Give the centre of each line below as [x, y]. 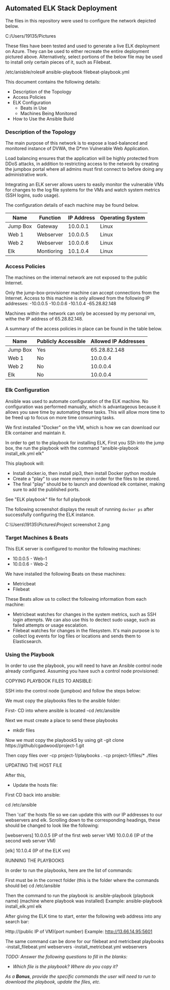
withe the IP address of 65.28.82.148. [44, 319]
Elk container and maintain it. [36, 433]
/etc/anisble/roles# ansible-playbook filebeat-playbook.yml [67, 72]
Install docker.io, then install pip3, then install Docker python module [84, 473]
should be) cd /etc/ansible [33, 886]
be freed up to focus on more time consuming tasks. [60, 417]
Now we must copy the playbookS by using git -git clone [65, 740]
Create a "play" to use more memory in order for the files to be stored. [86, 478]
